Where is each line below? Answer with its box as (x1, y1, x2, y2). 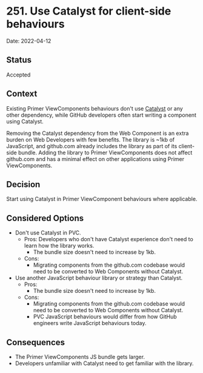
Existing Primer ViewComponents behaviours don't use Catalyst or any (6, 104, 183, 112)
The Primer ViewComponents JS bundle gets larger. (15, 354, 145, 360)
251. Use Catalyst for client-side (6, 4, 171, 18)
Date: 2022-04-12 (6, 37, 52, 44)
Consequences (6, 337, 65, 347)
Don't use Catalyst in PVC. (15, 229, 81, 236)
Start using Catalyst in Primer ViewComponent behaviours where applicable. (6, 196, 198, 203)
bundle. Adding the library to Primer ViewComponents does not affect (18, 149, 193, 156)
